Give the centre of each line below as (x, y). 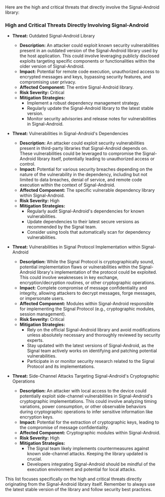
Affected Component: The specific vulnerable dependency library (87, 190)
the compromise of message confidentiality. (64, 427)
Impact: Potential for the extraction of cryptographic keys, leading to (89, 422)
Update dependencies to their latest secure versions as (83, 222)
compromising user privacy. (48, 82)
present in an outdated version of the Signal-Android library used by (89, 51)
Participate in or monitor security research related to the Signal (91, 361)
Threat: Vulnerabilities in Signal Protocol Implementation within (76, 247)
